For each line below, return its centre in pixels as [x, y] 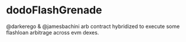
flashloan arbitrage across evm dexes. [53, 32]
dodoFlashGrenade [54, 10]
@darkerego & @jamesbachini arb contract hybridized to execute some [93, 26]
